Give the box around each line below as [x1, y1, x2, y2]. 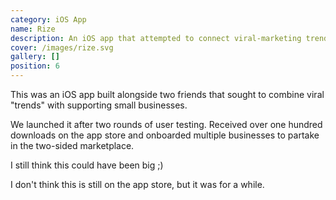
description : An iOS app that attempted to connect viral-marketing [10, 33, 302, 43]
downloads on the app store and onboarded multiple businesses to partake [10, 129, 320, 141]
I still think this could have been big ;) [10, 159, 164, 171]
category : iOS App [10, 14, 87, 25]
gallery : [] [10, 52, 60, 62]
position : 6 [10, 61, 60, 71]
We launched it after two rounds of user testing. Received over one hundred [10, 119, 323, 130]
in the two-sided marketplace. [10, 140, 135, 151]
